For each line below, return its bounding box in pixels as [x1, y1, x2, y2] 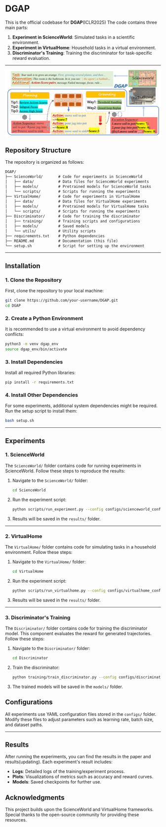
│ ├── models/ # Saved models [5, 224, 90, 229]
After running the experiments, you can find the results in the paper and [5, 754, 151, 760]
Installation [5, 262, 41, 270]
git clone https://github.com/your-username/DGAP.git [5, 298, 119, 303]
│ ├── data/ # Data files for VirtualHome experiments [5, 199, 147, 204]
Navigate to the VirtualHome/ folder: [12, 558, 86, 564]
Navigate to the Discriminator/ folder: [12, 645, 90, 651]
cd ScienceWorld [12, 488, 46, 493]
